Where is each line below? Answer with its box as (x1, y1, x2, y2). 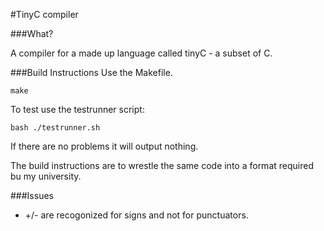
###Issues (10, 190, 54, 201)
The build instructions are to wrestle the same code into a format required (10, 160, 314, 171)
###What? (10, 28, 54, 39)
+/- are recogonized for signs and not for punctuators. (24, 209, 249, 221)
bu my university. (10, 170, 82, 182)
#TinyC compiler (10, 9, 79, 20)
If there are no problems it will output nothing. (10, 140, 199, 152)
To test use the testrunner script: (10, 104, 145, 115)
